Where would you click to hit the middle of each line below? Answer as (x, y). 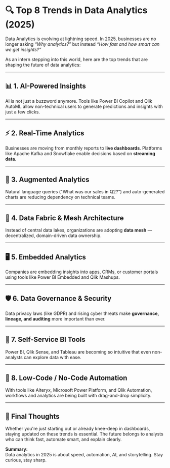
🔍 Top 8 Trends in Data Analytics (76, 10)
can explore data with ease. (52, 357)
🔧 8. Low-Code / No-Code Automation (66, 378)
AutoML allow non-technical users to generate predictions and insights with (84, 106)
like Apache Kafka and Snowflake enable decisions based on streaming (80, 153)
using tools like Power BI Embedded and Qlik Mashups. (62, 277)
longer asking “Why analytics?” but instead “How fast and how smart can (82, 44)
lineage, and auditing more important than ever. (55, 318)
